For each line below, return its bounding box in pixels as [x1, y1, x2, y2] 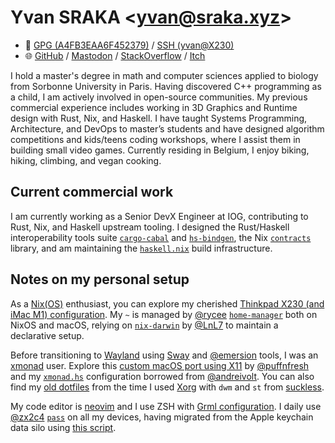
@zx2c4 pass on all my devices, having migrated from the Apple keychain [10, 411, 314, 423]
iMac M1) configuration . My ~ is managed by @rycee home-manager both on [10, 308, 318, 320]
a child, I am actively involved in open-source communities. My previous [10, 91, 308, 103]
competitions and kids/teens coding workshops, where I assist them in [10, 133, 301, 145]
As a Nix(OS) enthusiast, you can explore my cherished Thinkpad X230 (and [10, 297, 325, 310]
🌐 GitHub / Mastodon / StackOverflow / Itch [24, 49, 206, 61]
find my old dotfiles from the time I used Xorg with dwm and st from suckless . [10, 381, 325, 393]
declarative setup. [10, 329, 85, 341]
